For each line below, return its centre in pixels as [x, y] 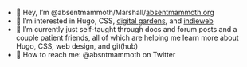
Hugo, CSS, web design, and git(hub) [77, 46]
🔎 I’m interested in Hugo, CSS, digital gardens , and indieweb [114, 21]
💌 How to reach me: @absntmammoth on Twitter [96, 55]
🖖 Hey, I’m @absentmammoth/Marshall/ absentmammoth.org [115, 12]
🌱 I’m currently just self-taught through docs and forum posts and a [126, 29]
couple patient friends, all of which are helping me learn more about [127, 37]
